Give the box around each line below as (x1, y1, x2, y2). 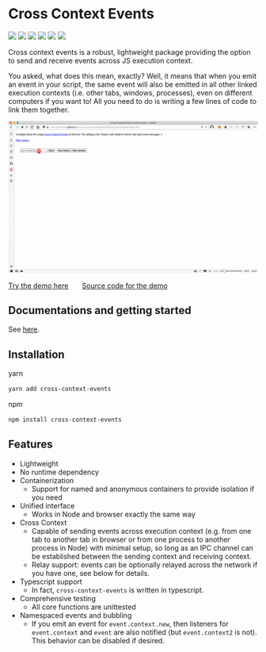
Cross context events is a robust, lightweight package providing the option (8, 47, 251, 56)
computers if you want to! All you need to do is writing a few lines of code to (8, 96, 257, 105)
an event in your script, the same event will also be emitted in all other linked (8, 79, 257, 89)
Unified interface (19, 501, 75, 510)
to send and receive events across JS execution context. (8, 56, 193, 65)
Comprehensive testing (19, 593, 97, 603)
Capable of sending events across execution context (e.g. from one (31, 526, 252, 535)
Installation (8, 347, 65, 361)
